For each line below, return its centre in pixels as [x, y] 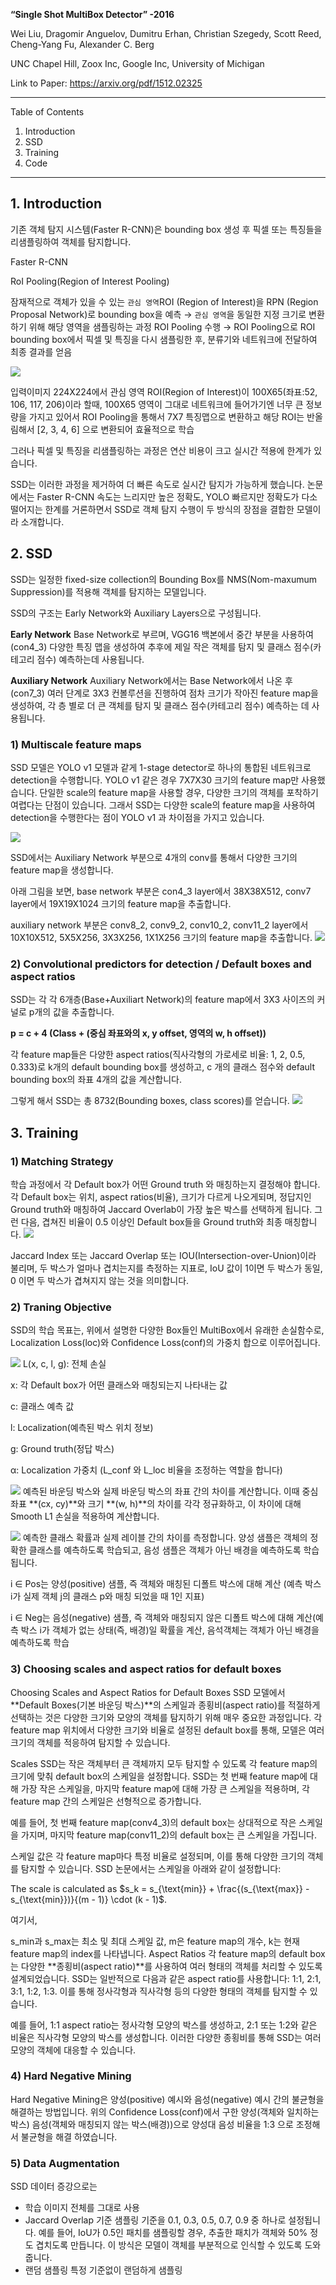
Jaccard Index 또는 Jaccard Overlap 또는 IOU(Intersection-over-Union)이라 [163, 1255]
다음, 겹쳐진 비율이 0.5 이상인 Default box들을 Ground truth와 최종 [151, 1221]
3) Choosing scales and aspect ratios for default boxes [146, 1669]
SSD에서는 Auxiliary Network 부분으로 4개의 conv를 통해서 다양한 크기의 [154, 857]
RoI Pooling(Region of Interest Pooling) [90, 281]
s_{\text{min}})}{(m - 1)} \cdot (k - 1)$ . [89, 1899]
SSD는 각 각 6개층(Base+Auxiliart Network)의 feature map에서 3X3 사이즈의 [162, 1000]
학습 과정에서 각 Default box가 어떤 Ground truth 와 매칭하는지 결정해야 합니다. [165, 1184]
